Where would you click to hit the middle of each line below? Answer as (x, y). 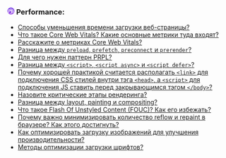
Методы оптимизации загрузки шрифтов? (80, 147)
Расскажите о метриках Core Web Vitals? (80, 42)
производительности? (51, 140)
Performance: (40, 12)
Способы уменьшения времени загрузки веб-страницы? (103, 28)
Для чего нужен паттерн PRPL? (65, 57)
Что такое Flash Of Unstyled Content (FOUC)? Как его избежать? (114, 110)
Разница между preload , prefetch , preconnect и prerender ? (105, 50)
